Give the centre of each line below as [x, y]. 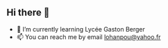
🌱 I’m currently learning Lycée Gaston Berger [81, 29]
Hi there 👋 [28, 13]
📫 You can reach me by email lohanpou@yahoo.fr [89, 37]
